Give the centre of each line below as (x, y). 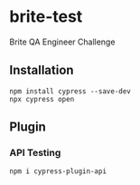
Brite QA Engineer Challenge (62, 42)
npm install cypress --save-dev (70, 91)
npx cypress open (42, 99)
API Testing (35, 153)
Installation (42, 70)
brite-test (46, 17)
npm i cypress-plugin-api (58, 171)
